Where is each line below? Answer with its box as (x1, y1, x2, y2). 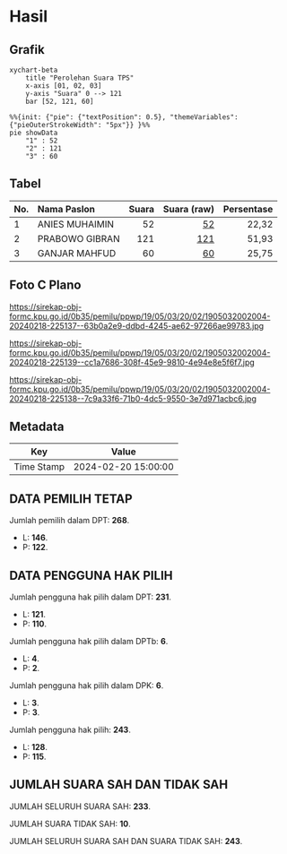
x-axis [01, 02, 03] (25, 82, 102, 91)
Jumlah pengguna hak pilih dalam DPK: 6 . (9, 680, 164, 691)
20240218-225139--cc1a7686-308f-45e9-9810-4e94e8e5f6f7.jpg (9, 357, 256, 367)
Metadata (9, 419, 65, 435)
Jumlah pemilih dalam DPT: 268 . (9, 515, 130, 526)
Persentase (222, 203, 274, 215)
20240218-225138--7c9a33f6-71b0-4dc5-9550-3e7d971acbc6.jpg (9, 392, 257, 404)
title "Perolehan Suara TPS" (25, 73, 135, 82)
